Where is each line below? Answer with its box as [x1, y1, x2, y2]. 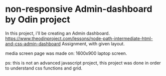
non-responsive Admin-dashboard [5, 3, 153, 15]
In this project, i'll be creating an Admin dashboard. [5, 30, 110, 36]
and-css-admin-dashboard [5, 40, 61, 46]
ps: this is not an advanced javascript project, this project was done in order [5, 60, 161, 66]
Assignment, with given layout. [61, 40, 125, 46]
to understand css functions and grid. [5, 65, 83, 71]
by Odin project [5, 14, 71, 25]
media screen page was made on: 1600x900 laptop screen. [5, 50, 127, 56]
